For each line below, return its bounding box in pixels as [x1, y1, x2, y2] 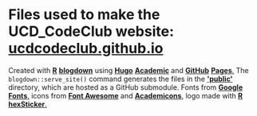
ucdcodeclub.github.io [8, 40, 164, 57]
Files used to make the [8, 6, 160, 24]
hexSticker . [8, 99, 48, 109]
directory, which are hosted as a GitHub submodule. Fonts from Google [8, 82, 243, 92]
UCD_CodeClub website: [8, 22, 174, 41]
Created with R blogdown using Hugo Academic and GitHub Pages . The [8, 65, 249, 75]
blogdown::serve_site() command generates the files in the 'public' [8, 74, 233, 83]
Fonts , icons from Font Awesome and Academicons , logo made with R [8, 91, 243, 100]
